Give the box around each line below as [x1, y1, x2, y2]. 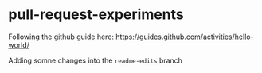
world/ [8, 40, 30, 49]
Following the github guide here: [8, 32, 114, 41]
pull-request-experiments [8, 6, 185, 24]
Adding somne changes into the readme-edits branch [8, 56, 183, 65]
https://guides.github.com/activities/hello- [115, 32, 254, 41]
